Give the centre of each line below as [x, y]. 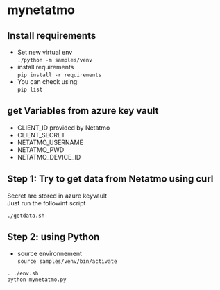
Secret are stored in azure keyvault [57, 196]
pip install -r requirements [59, 75]
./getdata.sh [26, 216]
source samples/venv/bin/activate [67, 262]
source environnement [49, 254]
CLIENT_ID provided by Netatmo [64, 128]
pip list [30, 89]
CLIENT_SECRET [41, 135]
